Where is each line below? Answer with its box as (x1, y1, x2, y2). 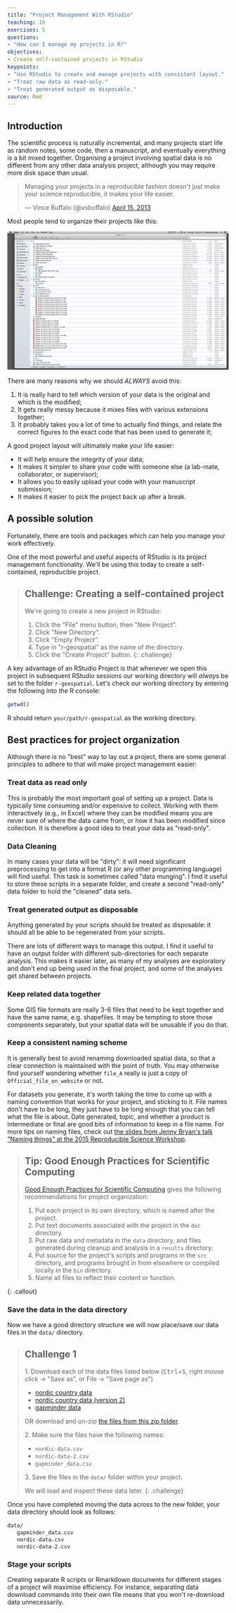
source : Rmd (7, 93, 42, 100)
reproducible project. (39, 567, 100, 576)
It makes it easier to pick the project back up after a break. (17, 493, 187, 501)
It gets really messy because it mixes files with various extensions (17, 406, 209, 414)
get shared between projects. (7, 972, 93, 980)
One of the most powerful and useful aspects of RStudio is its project (7, 553, 207, 561)
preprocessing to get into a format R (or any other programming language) (7, 865, 223, 873)
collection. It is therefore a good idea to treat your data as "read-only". (7, 824, 211, 832)
